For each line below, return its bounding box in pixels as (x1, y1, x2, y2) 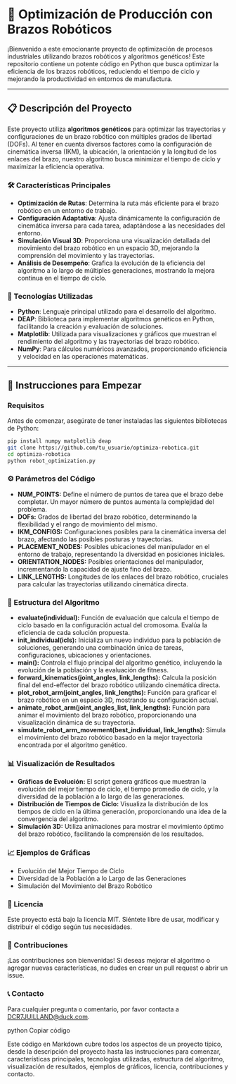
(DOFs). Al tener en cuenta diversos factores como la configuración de (7, 140, 212, 148)
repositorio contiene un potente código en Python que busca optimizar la (7, 59, 219, 68)
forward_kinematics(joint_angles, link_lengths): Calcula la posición (17, 673, 217, 682)
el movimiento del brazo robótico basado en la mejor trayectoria (17, 733, 203, 742)
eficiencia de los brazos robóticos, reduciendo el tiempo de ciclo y (7, 67, 200, 75)
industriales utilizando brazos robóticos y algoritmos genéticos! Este (7, 52, 205, 61)
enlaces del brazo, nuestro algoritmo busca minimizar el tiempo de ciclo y (7, 154, 221, 163)
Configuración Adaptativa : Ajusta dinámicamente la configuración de (17, 214, 221, 223)
